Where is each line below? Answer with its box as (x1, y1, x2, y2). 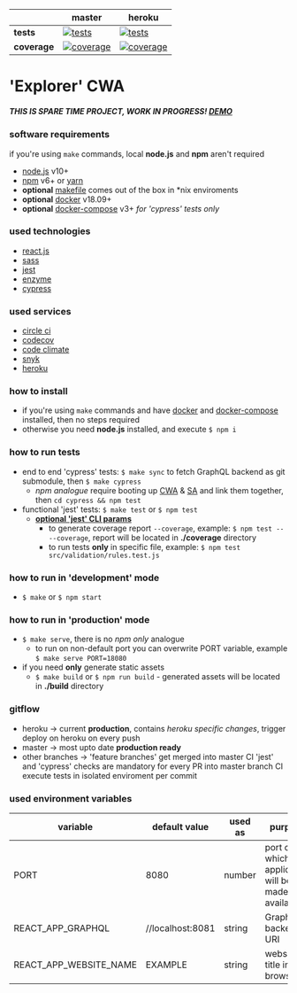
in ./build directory (34, 681, 104, 692)
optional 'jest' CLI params (34, 513, 133, 524)
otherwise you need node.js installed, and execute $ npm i (21, 424, 237, 435)
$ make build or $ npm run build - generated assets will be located (34, 671, 280, 682)
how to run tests (9, 446, 81, 459)
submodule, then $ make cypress (21, 476, 141, 486)
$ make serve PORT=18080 (34, 655, 127, 663)
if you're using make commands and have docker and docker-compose (21, 405, 278, 415)
